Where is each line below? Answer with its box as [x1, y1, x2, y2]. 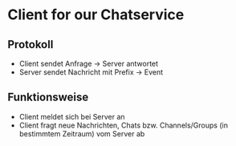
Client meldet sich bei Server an [18, 112, 125, 121]
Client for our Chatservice [7, 6, 185, 24]
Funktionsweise [7, 91, 89, 104]
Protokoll [7, 38, 54, 51]
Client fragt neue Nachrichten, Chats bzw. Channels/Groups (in [18, 120, 228, 130]
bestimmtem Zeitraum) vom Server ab [18, 128, 145, 138]
